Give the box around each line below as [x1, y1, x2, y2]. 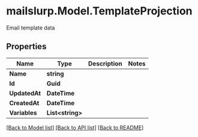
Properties [6, 41, 47, 52]
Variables [9, 108, 37, 117]
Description [88, 59, 122, 67]
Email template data [6, 24, 55, 31]
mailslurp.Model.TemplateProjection [6, 4, 193, 18]
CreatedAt [9, 99, 40, 107]
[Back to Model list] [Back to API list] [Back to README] [6, 124, 144, 131]
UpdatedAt [9, 89, 41, 97]
